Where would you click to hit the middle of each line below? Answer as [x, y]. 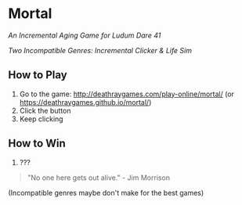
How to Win [37, 144]
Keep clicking [42, 119]
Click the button [45, 110]
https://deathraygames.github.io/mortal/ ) [85, 102]
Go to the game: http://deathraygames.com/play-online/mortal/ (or [127, 94]
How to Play [38, 75]
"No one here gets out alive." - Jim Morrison [99, 178]
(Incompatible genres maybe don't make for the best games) [106, 192]
